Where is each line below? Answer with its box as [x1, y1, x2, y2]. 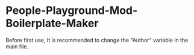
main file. [5, 43, 28, 50]
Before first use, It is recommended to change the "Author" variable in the [5, 36, 189, 44]
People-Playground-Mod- [5, 4, 138, 18]
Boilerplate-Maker [5, 16, 99, 30]
